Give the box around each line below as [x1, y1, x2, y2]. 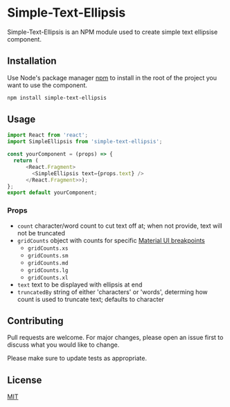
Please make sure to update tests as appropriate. [7, 354, 148, 363]
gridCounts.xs [27, 244, 69, 252]
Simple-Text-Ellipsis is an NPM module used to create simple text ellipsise [7, 28, 218, 36]
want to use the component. [7, 81, 88, 89]
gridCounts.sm [27, 252, 69, 259]
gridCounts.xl [27, 274, 69, 281]
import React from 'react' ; [7, 132, 89, 139]
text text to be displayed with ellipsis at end [17, 280, 143, 289]
